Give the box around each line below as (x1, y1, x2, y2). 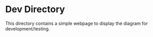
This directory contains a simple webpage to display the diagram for (5, 20, 148, 26)
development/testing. (5, 25, 50, 31)
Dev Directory (5, 4, 65, 15)
